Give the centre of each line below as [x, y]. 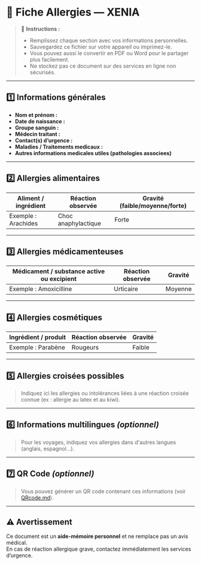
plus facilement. [50, 59]
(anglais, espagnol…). [48, 448]
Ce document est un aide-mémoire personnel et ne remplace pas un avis [97, 536]
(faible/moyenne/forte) [153, 206]
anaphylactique [80, 223]
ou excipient [59, 279]
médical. [17, 543]
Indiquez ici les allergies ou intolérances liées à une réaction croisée [105, 393]
